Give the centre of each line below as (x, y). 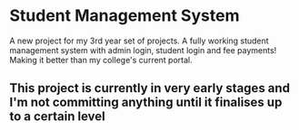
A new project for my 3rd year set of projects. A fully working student (140, 41)
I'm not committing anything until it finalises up (146, 102)
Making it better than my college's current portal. (101, 60)
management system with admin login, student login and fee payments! (143, 50)
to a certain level (58, 117)
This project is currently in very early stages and (150, 88)
